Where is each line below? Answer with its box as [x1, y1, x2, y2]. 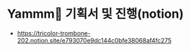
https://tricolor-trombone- [16, 29, 91, 37]
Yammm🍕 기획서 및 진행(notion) [7, 6, 184, 22]
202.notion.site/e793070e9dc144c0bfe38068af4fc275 [16, 36, 172, 44]
